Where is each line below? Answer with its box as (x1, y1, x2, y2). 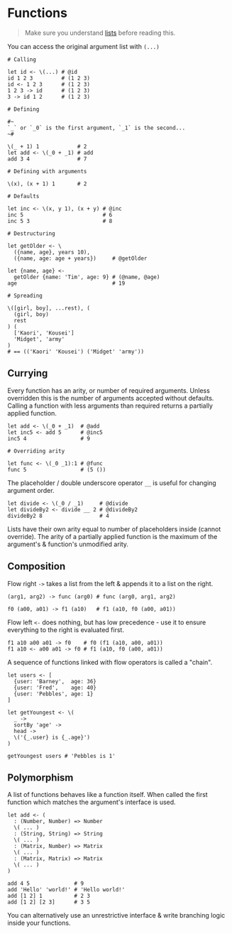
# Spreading (7, 292, 43, 299)
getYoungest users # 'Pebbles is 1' (7, 752, 116, 759)
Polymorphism (7, 771, 74, 783)
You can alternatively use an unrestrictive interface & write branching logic (7, 911, 226, 920)
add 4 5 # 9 (7, 880, 84, 887)
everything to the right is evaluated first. (7, 625, 124, 634)
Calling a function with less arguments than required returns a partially (7, 401, 213, 410)
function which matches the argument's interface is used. (7, 798, 176, 807)
